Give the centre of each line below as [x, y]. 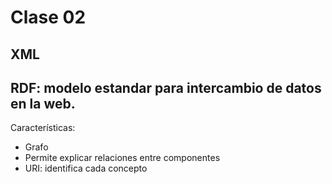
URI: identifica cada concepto [86, 168]
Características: [43, 128]
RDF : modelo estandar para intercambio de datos [166, 87]
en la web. [43, 103]
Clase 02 [48, 17]
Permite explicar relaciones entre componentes [122, 158]
